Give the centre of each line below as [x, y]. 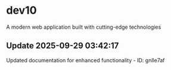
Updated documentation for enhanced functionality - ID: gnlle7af [85, 60]
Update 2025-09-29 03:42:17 [63, 46]
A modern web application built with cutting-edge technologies [84, 27]
